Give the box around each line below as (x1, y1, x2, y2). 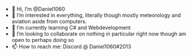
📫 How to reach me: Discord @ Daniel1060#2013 (11, 43, 132, 50)
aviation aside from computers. (11, 18, 87, 24)
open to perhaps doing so (11, 37, 74, 43)
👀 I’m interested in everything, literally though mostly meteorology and (11, 12, 181, 19)
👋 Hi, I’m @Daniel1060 (11, 6, 66, 12)
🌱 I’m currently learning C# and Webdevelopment (11, 24, 131, 31)
